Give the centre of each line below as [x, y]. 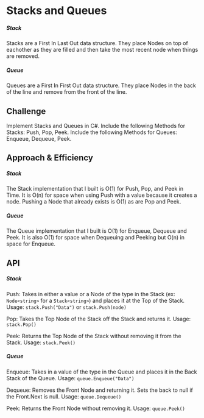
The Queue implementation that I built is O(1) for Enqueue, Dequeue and [97, 231]
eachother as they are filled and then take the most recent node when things [102, 50]
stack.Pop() [21, 324]
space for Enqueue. [31, 244]
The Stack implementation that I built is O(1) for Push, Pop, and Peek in [95, 189]
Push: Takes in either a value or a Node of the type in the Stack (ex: [91, 294]
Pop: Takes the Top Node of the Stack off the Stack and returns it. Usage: [98, 319]
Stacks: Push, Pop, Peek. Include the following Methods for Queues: [92, 132]
